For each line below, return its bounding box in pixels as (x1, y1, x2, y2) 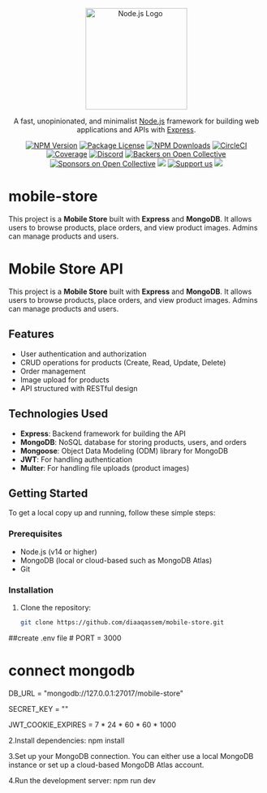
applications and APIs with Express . (76, 125, 196, 134)
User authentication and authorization (19, 349, 148, 359)
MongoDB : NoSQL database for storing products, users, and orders (19, 437, 248, 446)
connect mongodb (8, 662, 136, 679)
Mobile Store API (8, 260, 123, 278)
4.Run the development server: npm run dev (8, 775, 157, 785)
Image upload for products (19, 374, 110, 385)
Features (8, 327, 54, 341)
